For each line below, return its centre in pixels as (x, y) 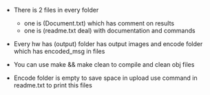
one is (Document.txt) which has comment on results (99, 23)
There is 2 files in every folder (56, 10)
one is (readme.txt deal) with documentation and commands (109, 31)
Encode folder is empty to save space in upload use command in (105, 78)
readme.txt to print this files (53, 85)
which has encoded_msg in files (59, 51)
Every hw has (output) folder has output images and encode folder (108, 44)
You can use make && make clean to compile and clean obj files (104, 64)
